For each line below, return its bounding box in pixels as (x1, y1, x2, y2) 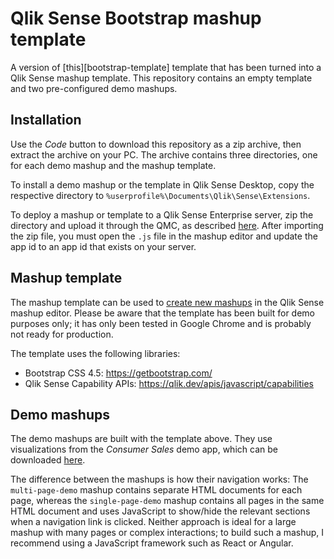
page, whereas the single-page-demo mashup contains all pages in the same (10, 495, 325, 507)
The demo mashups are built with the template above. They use (10, 433, 273, 445)
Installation (10, 112, 82, 129)
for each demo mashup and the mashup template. (10, 159, 217, 171)
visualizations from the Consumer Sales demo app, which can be (10, 443, 278, 456)
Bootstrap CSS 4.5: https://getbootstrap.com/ (24, 367, 213, 379)
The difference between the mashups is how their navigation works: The (10, 473, 309, 486)
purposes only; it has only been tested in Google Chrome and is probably (10, 317, 312, 329)
